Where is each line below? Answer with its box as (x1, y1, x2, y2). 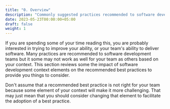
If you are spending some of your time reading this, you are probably (5, 40, 148, 46)
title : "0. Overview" (5, 7, 51, 13)
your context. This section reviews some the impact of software (5, 62, 138, 68)
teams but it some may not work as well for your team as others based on (5, 56, 158, 62)
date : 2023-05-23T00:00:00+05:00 (5, 17, 76, 22)
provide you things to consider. (5, 72, 70, 78)
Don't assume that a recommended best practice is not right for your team (5, 82, 160, 88)
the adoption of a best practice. (5, 98, 71, 104)
